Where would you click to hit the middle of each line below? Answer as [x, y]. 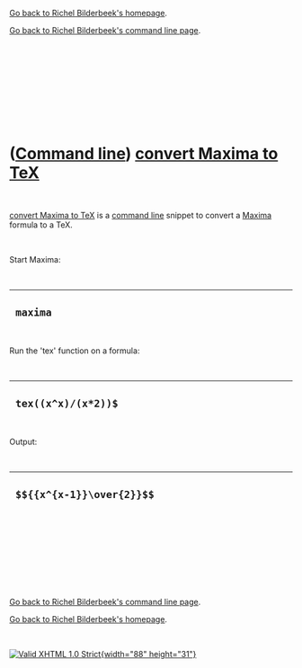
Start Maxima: [35, 259]
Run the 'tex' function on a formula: [75, 351]
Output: [23, 441]
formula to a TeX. [41, 225]
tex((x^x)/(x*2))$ [67, 404]
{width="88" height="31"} [148, 655]
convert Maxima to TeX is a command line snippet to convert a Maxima [141, 215]
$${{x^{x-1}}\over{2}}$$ [84, 494]
